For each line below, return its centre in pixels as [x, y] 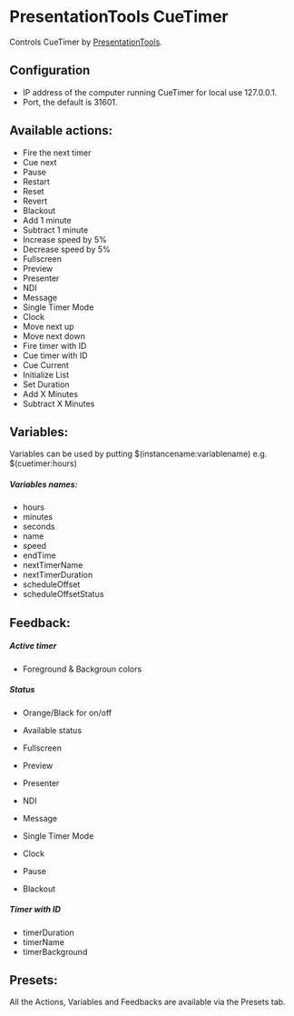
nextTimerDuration [58, 575]
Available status [52, 730]
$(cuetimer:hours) [43, 463]
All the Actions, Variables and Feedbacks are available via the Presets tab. [147, 1002]
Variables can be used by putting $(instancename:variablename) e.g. [138, 454]
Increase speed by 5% [64, 239]
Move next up [48, 326]
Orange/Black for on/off [67, 712]
